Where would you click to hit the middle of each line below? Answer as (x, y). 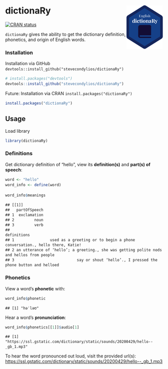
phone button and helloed (32, 265)
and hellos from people (30, 255)
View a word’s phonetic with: (35, 288)
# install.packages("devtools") (39, 79)
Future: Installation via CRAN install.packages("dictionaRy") (69, 93)
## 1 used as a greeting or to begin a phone (70, 240)
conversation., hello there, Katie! (43, 245)
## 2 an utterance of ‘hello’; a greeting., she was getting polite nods (84, 250)
